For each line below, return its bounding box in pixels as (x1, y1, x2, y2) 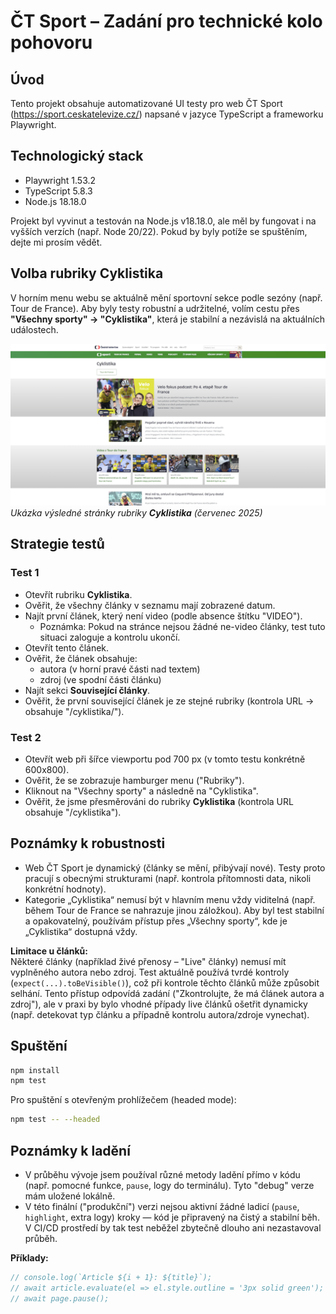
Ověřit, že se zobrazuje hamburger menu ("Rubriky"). (24, 774, 245, 786)
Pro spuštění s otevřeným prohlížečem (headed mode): (10, 1094, 237, 1106)
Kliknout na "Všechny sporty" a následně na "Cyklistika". (24, 785, 259, 797)
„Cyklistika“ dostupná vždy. (24, 925, 138, 937)
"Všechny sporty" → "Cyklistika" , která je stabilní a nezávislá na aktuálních (10, 313, 326, 325)
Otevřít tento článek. (24, 641, 110, 654)
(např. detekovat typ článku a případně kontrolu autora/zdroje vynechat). (10, 1008, 310, 1020)
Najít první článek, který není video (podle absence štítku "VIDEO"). (24, 610, 303, 622)
